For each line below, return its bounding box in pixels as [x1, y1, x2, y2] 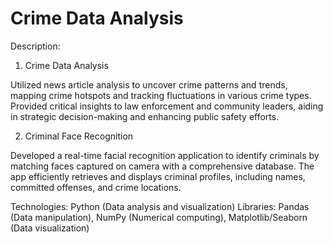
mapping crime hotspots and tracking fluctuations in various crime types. [10, 89, 312, 101]
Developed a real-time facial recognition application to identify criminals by [10, 149, 320, 161]
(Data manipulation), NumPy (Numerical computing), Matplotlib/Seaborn [10, 211, 308, 223]
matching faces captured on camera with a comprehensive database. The [10, 160, 315, 172]
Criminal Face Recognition [24, 130, 134, 142]
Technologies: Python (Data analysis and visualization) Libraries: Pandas [10, 200, 310, 212]
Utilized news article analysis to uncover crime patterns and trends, [10, 78, 288, 91]
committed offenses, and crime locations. [10, 181, 182, 193]
